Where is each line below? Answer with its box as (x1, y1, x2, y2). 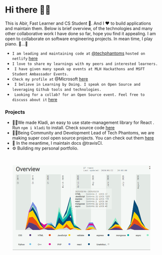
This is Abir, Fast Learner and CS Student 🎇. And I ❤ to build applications (5, 20, 151, 26)
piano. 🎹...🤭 (5, 41, 28, 46)
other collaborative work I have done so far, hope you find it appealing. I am (5, 30, 156, 36)
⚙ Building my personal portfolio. (12, 145, 79, 151)
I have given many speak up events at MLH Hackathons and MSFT (14, 66, 145, 72)
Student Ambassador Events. (12, 72, 69, 76)
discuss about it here (12, 96, 57, 102)
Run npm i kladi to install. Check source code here (12, 125, 115, 131)
